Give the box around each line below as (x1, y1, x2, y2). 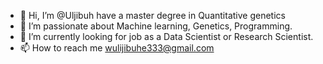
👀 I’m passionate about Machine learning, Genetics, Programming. (19, 20, 293, 32)
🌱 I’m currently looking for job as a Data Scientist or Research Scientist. (19, 31, 314, 42)
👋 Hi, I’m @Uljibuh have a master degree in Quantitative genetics (19, 10, 286, 21)
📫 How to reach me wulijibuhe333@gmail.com (19, 42, 215, 54)
